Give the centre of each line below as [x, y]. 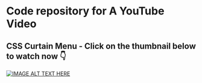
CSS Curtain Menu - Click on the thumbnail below [101, 46]
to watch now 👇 [36, 56]
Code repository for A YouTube [85, 11]
